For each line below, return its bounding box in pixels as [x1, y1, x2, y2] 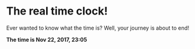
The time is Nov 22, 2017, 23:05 [6, 36, 87, 43]
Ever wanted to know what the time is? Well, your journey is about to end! [6, 24, 190, 31]
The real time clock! [6, 4, 108, 18]
